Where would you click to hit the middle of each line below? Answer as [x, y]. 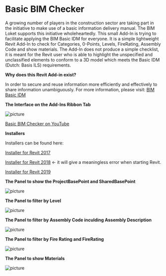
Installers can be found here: [34, 143]
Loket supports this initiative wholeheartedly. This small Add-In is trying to [81, 33]
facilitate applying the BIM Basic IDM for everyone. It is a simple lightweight [82, 39]
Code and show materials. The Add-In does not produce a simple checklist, [82, 49]
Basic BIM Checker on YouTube [37, 124]
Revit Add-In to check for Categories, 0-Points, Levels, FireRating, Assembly [83, 44]
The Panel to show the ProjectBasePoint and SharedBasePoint [70, 181]
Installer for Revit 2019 [28, 172]
